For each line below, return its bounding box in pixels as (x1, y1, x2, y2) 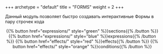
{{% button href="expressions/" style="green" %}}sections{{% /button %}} (6, 28, 159, 34)
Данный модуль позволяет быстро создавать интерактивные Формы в (5, 14, 154, 19)
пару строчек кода (5, 19, 45, 24)
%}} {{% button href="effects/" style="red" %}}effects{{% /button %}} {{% (6, 38, 159, 44)
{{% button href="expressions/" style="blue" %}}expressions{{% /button (8, 34, 156, 39)
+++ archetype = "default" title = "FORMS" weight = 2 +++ (5, 4, 124, 10)
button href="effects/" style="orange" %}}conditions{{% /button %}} (12, 44, 152, 49)
